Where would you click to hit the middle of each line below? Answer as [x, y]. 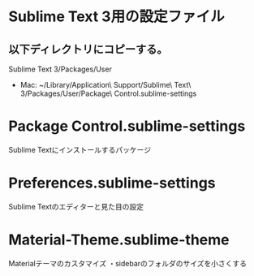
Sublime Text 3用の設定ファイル [116, 17]
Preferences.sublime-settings [112, 183]
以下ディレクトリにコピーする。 [88, 49]
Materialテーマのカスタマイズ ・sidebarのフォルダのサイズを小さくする [128, 263]
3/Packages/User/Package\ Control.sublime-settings [108, 93]
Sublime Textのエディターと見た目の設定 [76, 206]
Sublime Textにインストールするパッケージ [80, 149]
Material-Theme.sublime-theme [119, 240]
